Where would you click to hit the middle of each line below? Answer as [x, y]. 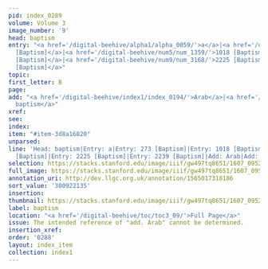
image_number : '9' [39, 30]
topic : [19, 75]
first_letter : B [35, 82]
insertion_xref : [35, 230]
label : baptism [33, 208]
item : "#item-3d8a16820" [49, 134]
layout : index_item [41, 245]
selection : [26, 164]
